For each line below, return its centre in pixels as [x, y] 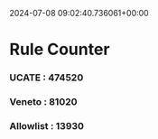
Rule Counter [60, 50]
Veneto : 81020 [44, 102]
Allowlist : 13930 [46, 125]
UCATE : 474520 [46, 78]
